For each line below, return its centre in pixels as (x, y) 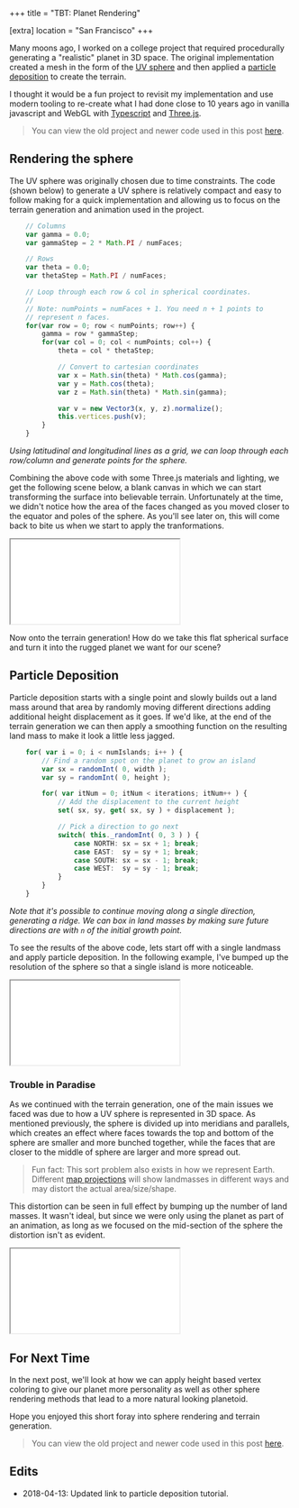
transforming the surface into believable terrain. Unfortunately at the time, (146, 497)
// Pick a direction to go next (118, 827)
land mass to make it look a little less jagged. (92, 736)
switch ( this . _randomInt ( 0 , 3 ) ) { (128, 835)
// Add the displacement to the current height (149, 802)
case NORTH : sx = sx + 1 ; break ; (136, 843)
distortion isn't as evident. (57, 1235)
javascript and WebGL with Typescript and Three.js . (105, 113)
